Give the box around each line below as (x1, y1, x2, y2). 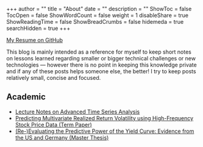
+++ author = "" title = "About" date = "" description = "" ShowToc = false (6, 5, 192, 12)
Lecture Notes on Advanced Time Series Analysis (15, 108, 140, 115)
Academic (6, 91, 46, 102)
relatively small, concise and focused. (6, 74, 101, 81)
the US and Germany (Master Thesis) (15, 134, 109, 141)
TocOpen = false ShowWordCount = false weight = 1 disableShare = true (6, 12, 189, 19)
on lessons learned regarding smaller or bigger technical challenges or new (6, 55, 196, 62)
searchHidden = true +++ (6, 24, 71, 32)
